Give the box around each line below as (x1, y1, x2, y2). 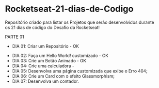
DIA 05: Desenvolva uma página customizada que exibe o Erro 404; (12, 68, 148, 73)
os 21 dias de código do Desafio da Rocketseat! (5, 24, 100, 30)
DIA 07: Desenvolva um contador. (12, 78, 79, 84)
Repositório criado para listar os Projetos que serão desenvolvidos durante (5, 19, 154, 25)
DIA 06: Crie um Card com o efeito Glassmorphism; (12, 73, 115, 79)
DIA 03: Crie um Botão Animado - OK (12, 58, 86, 63)
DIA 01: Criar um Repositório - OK (12, 43, 79, 49)
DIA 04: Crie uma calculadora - (12, 63, 74, 69)
